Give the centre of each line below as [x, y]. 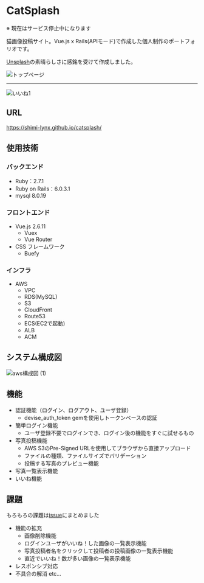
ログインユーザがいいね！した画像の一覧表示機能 [85, 543]
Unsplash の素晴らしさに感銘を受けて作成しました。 [71, 61]
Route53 [35, 316]
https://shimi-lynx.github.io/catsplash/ [54, 127]
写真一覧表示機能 [36, 471]
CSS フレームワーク [40, 246]
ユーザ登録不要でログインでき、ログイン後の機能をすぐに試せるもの [109, 433]
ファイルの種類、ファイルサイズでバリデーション [85, 456]
